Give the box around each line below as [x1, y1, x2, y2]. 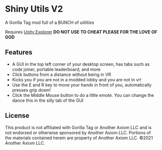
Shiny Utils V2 [5, 3, 63, 15]
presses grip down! [12, 87, 51, 93]
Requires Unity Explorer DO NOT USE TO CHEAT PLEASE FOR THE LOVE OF [5, 29, 158, 35]
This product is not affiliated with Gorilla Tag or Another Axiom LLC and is [5, 124, 152, 130]
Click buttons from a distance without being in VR [12, 72, 112, 77]
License [5, 112, 30, 120]
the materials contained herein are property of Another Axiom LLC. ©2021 [5, 135, 153, 141]
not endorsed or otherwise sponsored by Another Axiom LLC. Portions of [5, 130, 151, 135]
